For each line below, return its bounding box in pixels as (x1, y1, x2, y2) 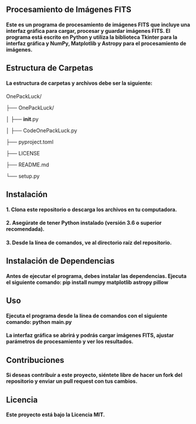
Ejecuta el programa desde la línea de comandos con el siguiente (6, 312, 168, 319)
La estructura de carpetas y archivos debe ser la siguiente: (6, 79, 153, 86)
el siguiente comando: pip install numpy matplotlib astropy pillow (6, 279, 168, 286)
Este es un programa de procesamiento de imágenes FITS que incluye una (6, 21, 191, 28)
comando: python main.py (6, 318, 72, 325)
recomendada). (6, 226, 45, 233)
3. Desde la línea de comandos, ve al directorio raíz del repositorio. (6, 239, 172, 246)
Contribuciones (6, 355, 65, 365)
